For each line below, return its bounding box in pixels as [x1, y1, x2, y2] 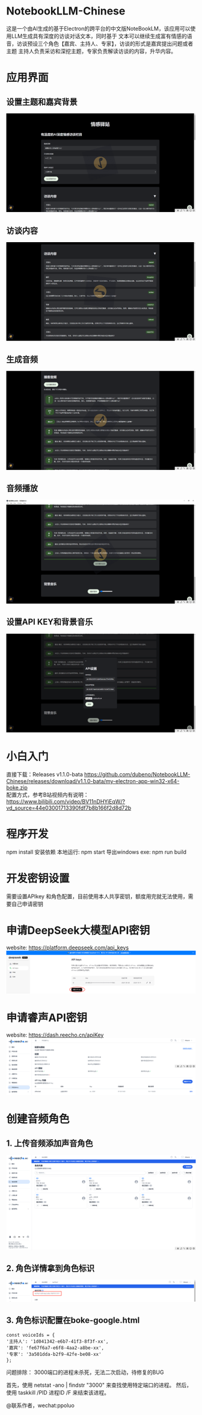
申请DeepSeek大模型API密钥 [6, 923, 150, 937]
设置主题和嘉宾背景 [6, 96, 78, 107]
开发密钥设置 [6, 872, 70, 886]
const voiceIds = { [6, 1332, 55, 1338]
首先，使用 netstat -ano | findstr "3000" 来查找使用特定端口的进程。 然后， [6, 1381, 192, 1389]
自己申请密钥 [11, 900, 43, 907]
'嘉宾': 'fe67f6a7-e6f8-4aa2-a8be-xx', [6, 1345, 105, 1351]
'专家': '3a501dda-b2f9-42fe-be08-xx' [6, 1351, 102, 1358]
